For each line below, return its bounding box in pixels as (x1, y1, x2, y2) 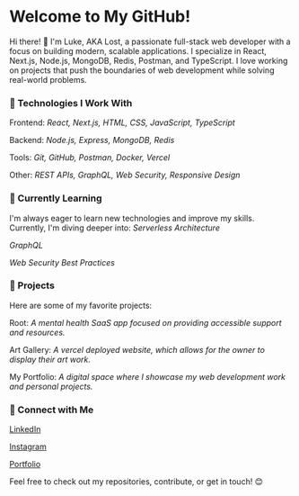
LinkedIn (9, 424, 41, 435)
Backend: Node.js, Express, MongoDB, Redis (9, 135, 175, 146)
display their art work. (9, 354, 92, 365)
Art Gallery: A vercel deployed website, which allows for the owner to (9, 344, 265, 355)
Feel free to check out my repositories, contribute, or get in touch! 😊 (9, 476, 263, 487)
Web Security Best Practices (9, 257, 115, 267)
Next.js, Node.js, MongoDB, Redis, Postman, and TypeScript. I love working (9, 55, 288, 66)
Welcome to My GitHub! (9, 6, 191, 27)
